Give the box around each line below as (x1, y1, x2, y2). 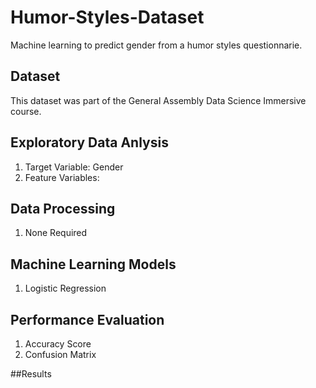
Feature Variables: (24, 171, 100, 183)
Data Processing (10, 200, 116, 217)
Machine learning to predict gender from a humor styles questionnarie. (10, 39, 303, 51)
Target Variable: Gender (24, 161, 124, 173)
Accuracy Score (24, 338, 92, 350)
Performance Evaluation (10, 311, 165, 328)
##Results (10, 368, 52, 380)
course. (10, 105, 42, 117)
